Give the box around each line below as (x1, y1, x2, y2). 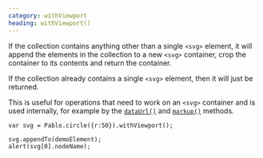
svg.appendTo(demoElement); (8, 135, 102, 144)
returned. (8, 81, 39, 92)
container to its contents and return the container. (8, 57, 172, 68)
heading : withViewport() (8, 19, 91, 27)
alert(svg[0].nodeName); (8, 142, 91, 150)
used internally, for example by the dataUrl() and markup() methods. (8, 105, 234, 116)
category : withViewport (8, 11, 88, 20)
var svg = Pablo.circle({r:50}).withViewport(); (8, 121, 173, 129)
